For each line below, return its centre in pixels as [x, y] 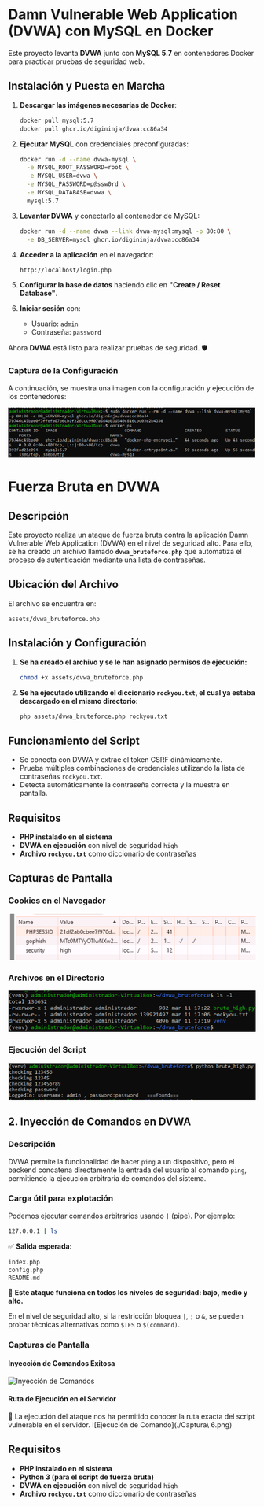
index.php [24, 1262]
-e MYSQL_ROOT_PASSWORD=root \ [78, 168]
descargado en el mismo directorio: [79, 701]
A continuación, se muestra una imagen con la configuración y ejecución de [131, 388]
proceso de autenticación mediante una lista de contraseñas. [107, 560]
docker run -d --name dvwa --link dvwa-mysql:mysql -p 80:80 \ [125, 231]
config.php [26, 1270]
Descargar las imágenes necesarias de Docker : [98, 105]
